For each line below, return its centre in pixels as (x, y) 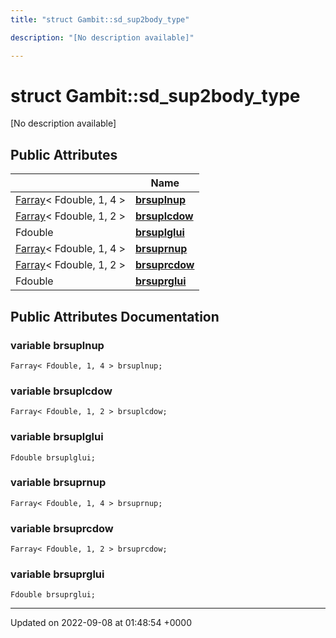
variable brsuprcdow (62, 528)
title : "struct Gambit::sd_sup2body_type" (100, 19)
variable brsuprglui (57, 574)
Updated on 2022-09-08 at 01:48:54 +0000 (101, 623)
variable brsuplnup (57, 345)
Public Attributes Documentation (115, 316)
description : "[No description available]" (102, 37)
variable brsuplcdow (61, 391)
